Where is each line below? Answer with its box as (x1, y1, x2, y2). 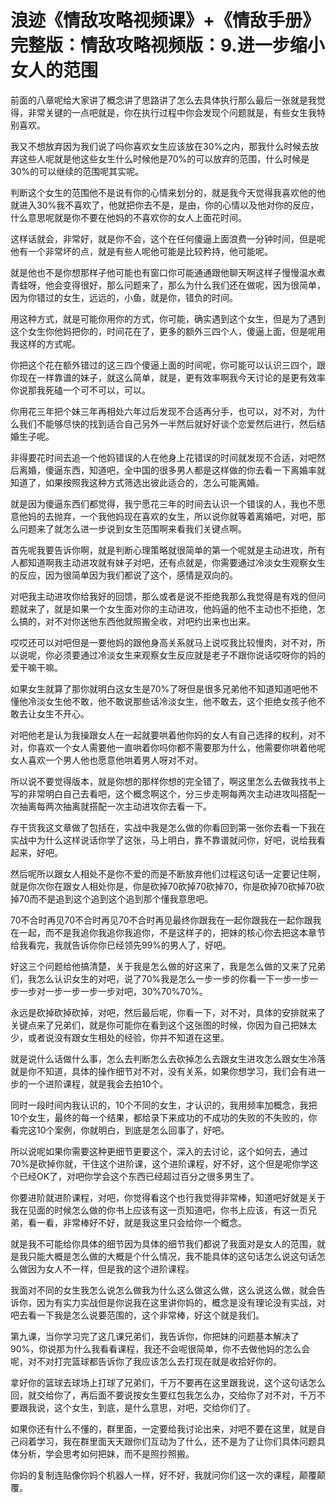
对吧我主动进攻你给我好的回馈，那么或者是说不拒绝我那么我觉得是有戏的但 (10, 590, 317, 602)
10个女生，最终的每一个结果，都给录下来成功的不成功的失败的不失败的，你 (10, 1111, 318, 1123)
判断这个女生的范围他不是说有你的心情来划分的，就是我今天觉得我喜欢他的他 (10, 186, 326, 198)
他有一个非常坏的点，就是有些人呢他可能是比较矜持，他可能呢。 (10, 245, 273, 257)
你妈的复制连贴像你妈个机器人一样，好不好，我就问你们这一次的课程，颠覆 (10, 1469, 317, 1481)
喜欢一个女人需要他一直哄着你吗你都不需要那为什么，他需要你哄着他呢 (36, 741, 326, 753)
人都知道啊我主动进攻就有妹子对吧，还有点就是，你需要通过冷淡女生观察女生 (10, 556, 326, 568)
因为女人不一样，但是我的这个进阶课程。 (27, 1262, 195, 1275)
